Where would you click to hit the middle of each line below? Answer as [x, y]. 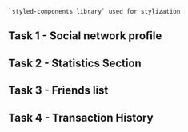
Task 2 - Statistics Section [75, 63]
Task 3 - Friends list [58, 91]
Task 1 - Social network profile [85, 36]
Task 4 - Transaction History [81, 117]
